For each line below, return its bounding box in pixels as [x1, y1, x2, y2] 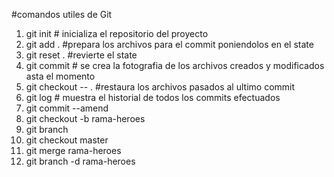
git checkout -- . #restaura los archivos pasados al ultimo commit [25, 81, 296, 93]
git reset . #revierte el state [25, 49, 138, 61]
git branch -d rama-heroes [25, 155, 136, 167]
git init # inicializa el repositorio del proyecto [25, 28, 209, 39]
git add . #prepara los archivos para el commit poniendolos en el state [25, 39, 314, 50]
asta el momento [25, 70, 96, 82]
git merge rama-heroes [25, 145, 122, 156]
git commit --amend [25, 102, 109, 114]
